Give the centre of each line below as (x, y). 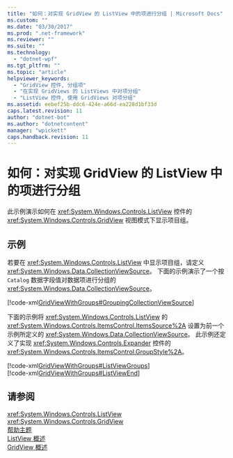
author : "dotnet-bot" (39, 117)
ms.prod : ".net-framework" (46, 33)
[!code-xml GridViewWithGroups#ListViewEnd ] (74, 373)
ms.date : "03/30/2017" (40, 26)
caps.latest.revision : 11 (45, 111)
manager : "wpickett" (37, 130)
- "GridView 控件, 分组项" (50, 85)
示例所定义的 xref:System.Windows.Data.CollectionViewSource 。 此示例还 (114, 334)
